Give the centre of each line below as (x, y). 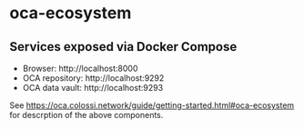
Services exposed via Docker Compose (123, 47)
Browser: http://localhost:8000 (80, 68)
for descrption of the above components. (86, 115)
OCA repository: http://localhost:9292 (93, 78)
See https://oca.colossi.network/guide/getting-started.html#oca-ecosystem (152, 105)
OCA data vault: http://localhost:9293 (93, 88)
